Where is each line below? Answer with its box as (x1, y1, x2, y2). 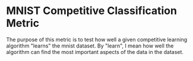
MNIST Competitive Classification (6, 4, 177, 18)
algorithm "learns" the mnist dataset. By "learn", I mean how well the (6, 42, 174, 49)
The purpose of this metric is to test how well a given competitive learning (6, 36, 188, 43)
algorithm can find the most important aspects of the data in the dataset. (6, 48, 184, 55)
